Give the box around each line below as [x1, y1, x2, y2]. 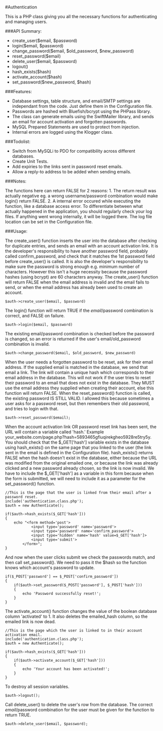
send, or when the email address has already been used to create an [5, 284, 143, 290]
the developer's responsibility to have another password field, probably [5, 248, 148, 254]
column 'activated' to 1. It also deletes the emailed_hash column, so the [5, 613, 148, 619]
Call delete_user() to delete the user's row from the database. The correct [5, 702, 153, 707]
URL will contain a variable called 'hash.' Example [5, 429, 104, 435]
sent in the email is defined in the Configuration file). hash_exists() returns [5, 450, 153, 455]
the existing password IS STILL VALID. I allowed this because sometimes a [5, 395, 154, 401]
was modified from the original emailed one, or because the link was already [5, 460, 158, 466]
